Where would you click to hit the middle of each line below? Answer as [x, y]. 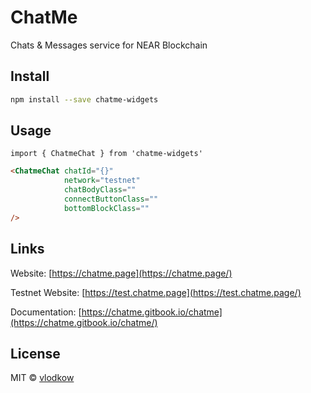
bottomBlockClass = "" [106, 208]
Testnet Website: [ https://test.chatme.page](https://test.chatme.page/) [156, 292]
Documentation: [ [46, 312]
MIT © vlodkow [42, 378]
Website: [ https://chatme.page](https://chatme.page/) [121, 273]
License [35, 353]
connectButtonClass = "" [111, 199]
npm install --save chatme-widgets [84, 99]
